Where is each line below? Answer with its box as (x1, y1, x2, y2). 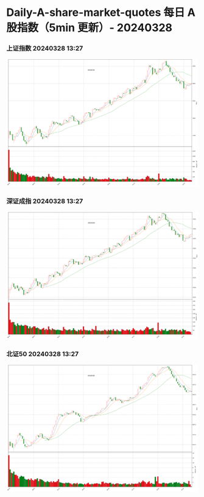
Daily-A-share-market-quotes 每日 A (6, 5, 196, 20)
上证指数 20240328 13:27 (6, 44, 83, 52)
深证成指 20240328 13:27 (6, 196, 83, 205)
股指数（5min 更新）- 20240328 (6, 21, 172, 35)
